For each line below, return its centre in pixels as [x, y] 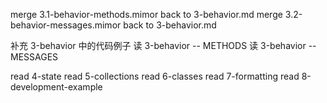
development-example [56, 87]
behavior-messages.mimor [66, 25]
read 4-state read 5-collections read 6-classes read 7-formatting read [155, 76]
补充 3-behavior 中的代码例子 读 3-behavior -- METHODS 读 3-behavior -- [163, 45]
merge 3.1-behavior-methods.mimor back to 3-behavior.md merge [146, 14]
